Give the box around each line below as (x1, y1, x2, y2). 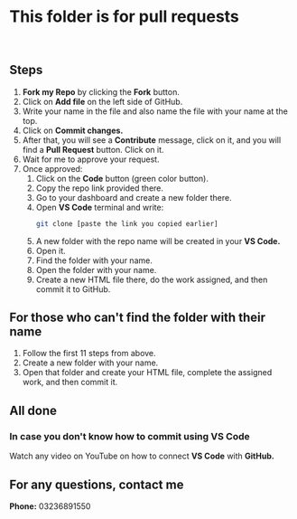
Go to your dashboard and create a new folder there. (35, 192, 232, 203)
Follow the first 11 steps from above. (22, 348, 156, 359)
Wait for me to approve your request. (22, 154, 160, 165)
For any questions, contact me (9, 477, 184, 492)
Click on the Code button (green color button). (35, 173, 209, 184)
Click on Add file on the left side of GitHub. (22, 96, 183, 107)
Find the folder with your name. (35, 255, 153, 266)
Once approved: (22, 163, 83, 174)
